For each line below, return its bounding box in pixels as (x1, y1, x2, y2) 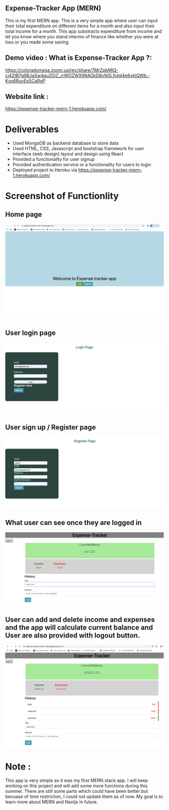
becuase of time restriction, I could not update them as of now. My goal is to (5, 793, 163, 800)
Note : (5, 760, 31, 772)
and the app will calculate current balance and (5, 623, 153, 632)
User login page (5, 328, 56, 338)
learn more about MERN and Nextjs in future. (5, 799, 98, 805)
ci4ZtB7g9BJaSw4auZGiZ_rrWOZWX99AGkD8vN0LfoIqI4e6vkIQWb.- (5, 72, 150, 78)
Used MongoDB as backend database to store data (12, 140, 119, 146)
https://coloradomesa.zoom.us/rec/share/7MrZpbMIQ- (5, 67, 119, 73)
